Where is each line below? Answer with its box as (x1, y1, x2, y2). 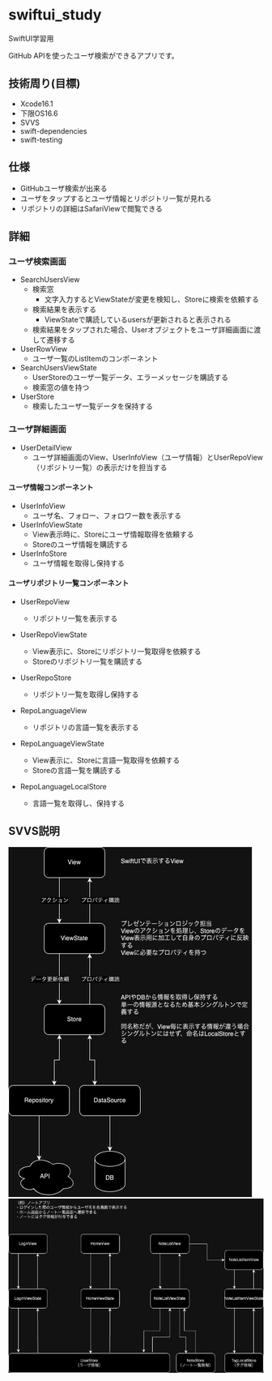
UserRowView (19, 344, 68, 354)
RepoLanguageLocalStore (19, 781, 107, 791)
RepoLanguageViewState (19, 738, 105, 748)
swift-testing (19, 135, 63, 144)
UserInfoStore (19, 549, 67, 558)
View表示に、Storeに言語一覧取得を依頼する (32, 755, 181, 765)
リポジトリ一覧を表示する (32, 614, 118, 623)
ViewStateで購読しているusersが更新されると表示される (44, 314, 232, 325)
